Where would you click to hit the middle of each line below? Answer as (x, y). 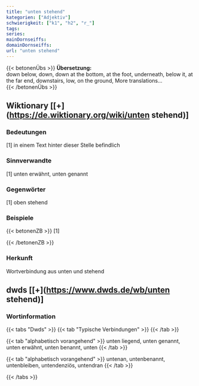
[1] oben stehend (27, 203)
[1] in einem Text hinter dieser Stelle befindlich (63, 145)
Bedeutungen (26, 132)
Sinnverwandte (29, 161)
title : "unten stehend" (36, 12)
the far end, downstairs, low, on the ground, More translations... (84, 80)
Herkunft (19, 258)
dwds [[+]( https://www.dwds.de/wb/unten (88, 290)
